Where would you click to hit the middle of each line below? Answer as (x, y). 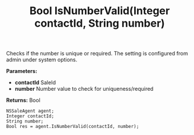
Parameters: (22, 71)
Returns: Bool (23, 100)
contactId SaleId (35, 83)
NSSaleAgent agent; (30, 111)
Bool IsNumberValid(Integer (100, 11)
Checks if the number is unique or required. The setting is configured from (97, 54)
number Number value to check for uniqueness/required (84, 89)
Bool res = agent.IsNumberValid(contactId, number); (73, 127)
